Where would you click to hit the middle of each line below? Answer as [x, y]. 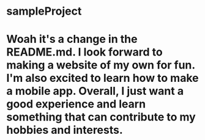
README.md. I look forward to [85, 52]
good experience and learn [76, 104]
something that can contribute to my [101, 117]
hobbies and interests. [65, 130]
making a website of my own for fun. [101, 65]
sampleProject [44, 11]
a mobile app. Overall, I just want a [95, 91]
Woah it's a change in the [72, 39]
